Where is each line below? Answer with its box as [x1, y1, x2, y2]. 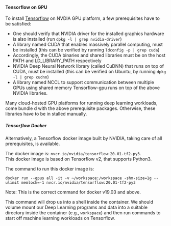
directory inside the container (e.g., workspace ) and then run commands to [5, 210, 161, 216]
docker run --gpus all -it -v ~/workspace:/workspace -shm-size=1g [5, 176, 152, 181]
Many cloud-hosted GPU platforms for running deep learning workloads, [5, 100, 158, 106]
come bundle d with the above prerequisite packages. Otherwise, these [5, 105, 156, 111]
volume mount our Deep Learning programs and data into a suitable [5, 204, 148, 211]
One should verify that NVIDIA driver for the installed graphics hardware [12, 31, 164, 37]
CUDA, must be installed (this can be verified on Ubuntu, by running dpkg [12, 69, 166, 75]
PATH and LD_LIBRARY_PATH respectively [12, 58, 102, 64]
